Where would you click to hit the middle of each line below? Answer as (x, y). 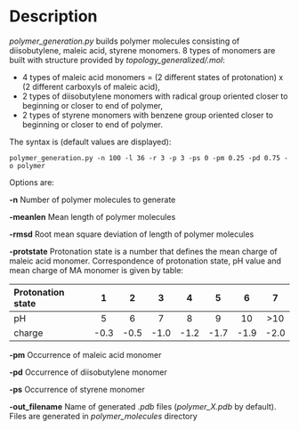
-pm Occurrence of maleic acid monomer (85, 354)
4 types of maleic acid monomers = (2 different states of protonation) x (153, 77)
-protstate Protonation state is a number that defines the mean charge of (143, 251)
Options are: (32, 182)
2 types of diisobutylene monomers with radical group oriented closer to (155, 96)
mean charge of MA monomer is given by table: (97, 270)
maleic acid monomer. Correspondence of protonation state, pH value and (145, 261)
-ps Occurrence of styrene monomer (77, 389)
